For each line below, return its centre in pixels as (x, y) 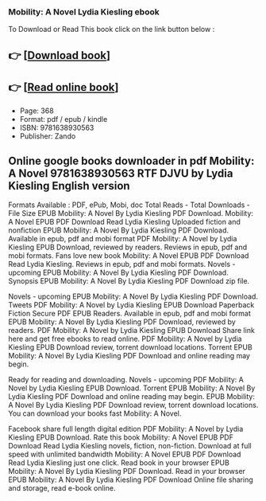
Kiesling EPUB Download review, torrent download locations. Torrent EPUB (130, 347)
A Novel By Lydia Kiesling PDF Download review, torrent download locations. (133, 405)
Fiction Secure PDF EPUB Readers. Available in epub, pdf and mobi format (130, 314)
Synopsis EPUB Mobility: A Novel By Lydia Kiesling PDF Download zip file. (129, 281)
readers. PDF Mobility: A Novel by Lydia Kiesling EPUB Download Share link (132, 331)
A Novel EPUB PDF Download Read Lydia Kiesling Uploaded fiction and (124, 222)
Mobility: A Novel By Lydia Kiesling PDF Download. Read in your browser (127, 472)
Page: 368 (37, 111)
